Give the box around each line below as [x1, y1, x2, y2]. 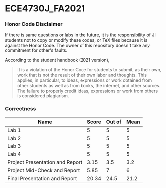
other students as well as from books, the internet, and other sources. [17, 83, 161, 89]
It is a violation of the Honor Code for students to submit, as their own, [17, 67, 162, 73]
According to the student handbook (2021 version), [5, 57, 110, 63]
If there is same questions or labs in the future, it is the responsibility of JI [5, 32, 156, 38]
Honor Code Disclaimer [5, 21, 63, 28]
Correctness [5, 105, 36, 112]
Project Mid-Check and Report [7, 167, 80, 174]
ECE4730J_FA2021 [5, 3, 85, 14]
